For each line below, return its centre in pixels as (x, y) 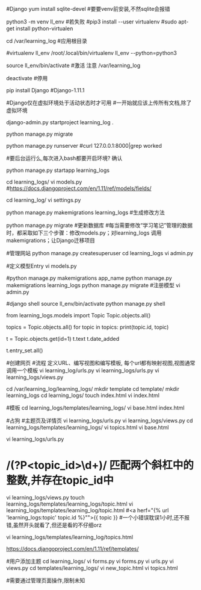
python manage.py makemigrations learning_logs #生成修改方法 (85, 212)
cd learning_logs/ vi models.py (44, 182)
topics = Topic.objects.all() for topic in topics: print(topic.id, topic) (88, 327)
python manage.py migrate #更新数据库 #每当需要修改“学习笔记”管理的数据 (99, 225)
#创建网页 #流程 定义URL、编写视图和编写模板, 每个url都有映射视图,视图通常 (101, 363)
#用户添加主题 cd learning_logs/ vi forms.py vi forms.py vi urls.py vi (90, 561)
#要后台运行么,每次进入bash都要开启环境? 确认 (64, 158)
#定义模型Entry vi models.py (42, 266)
